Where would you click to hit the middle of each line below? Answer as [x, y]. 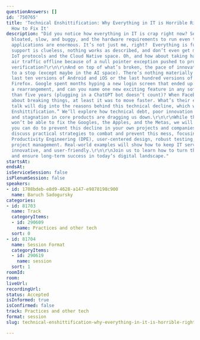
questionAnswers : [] [32, 12]
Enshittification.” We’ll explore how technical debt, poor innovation [102, 112]
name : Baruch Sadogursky [42, 194]
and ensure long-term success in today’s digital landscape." [90, 156]
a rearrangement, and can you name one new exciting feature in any [98, 89]
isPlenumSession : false [36, 178]
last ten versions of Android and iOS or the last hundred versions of [102, 78]
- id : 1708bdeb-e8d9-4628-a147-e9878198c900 [62, 189]
